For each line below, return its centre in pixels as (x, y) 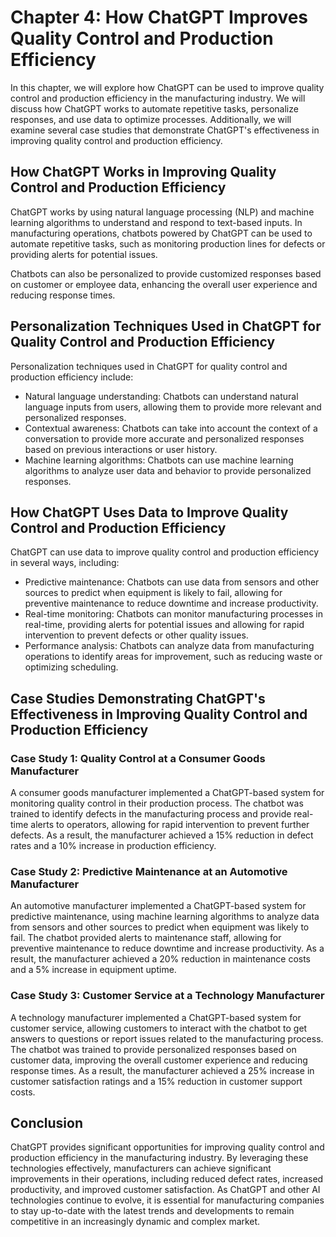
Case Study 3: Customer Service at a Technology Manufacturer (167, 996)
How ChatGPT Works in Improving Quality (143, 172)
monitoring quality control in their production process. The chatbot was (157, 803)
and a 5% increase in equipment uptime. (93, 970)
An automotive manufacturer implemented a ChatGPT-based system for (158, 906)
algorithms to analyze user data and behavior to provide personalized (168, 470)
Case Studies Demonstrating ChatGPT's (138, 698)
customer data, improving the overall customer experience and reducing (159, 1060)
